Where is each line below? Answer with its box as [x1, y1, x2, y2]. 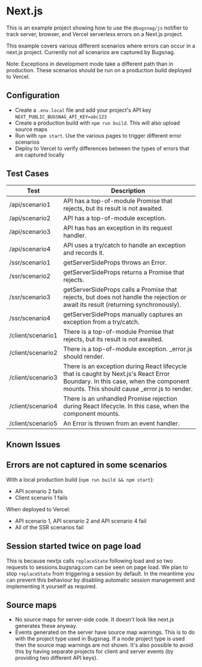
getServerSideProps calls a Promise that [63, 285, 177, 294]
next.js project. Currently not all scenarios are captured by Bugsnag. [6, 48, 176, 55]
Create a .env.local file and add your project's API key [14, 106, 151, 114]
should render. [63, 352, 105, 360]
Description [111, 186, 145, 195]
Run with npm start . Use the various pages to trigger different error [14, 132, 182, 139]
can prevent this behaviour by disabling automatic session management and [6, 576, 195, 583]
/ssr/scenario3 [9, 293, 51, 301]
